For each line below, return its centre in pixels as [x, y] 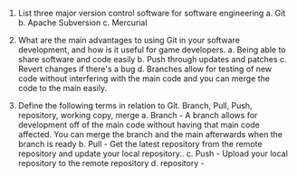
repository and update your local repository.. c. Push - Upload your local [153, 154]
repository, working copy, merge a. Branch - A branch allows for [138, 115]
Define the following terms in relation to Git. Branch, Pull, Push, [135, 106]
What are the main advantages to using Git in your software [129, 40]
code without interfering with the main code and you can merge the [144, 79]
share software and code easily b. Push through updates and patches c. [152, 59]
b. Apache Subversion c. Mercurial [82, 23]
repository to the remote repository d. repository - [111, 163]
